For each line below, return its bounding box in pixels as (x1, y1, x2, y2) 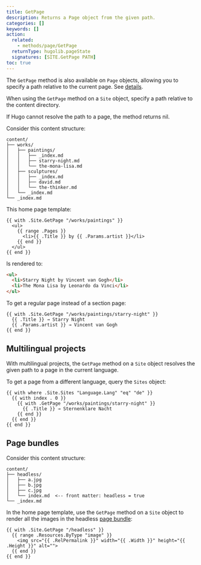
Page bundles (6, 438, 59, 448)
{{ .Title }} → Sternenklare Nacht (22, 405, 113, 412)
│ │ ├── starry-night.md (6, 157, 80, 164)
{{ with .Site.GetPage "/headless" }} (6, 527, 104, 533)
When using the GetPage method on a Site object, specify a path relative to (6, 95, 193, 102)
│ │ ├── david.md (6, 179, 61, 185)
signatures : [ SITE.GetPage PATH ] (12, 54, 96, 60)
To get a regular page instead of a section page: (6, 300, 127, 307)
